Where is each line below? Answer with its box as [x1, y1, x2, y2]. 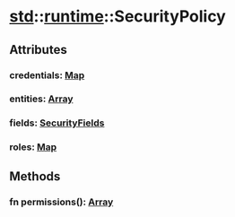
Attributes [9, 42, 67, 57]
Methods [9, 169, 61, 184]
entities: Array [9, 92, 74, 105]
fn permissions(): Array [9, 195, 114, 208]
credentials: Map [9, 69, 85, 82]
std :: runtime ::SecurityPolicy [9, 6, 226, 27]
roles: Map [9, 141, 57, 153]
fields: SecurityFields [9, 117, 105, 129]
